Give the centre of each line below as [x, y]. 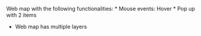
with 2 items [21, 15]
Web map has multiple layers [51, 27]
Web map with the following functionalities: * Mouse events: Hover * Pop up [101, 9]
